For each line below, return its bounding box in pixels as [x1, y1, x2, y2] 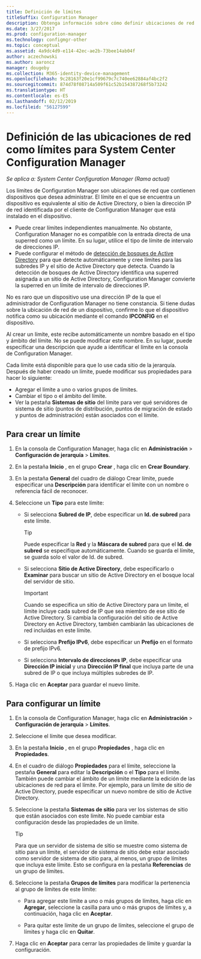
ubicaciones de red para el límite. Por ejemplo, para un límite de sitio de [14, 781, 192, 789]
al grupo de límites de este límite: [14, 886, 97, 893]
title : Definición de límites [6, 8, 82, 15]
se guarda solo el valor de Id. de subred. [23, 553, 124, 560]
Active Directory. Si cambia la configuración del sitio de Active [23, 614, 178, 621]
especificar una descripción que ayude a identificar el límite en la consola [6, 344, 188, 351]
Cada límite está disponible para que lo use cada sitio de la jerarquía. [6, 362, 176, 369]
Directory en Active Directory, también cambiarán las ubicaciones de [23, 621, 194, 628]
